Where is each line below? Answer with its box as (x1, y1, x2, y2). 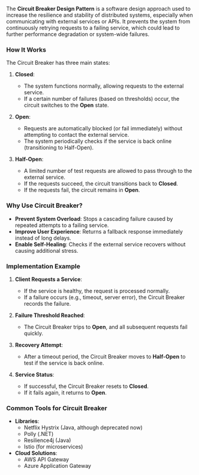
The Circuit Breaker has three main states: (6, 59, 110, 67)
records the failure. (23, 300, 71, 307)
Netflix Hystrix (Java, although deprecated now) (23, 424, 143, 431)
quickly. (23, 330, 44, 337)
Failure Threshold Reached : (14, 312, 85, 319)
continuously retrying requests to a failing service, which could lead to (6, 24, 180, 31)
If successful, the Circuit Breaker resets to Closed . (23, 383, 149, 390)
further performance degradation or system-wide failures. (6, 31, 150, 38)
